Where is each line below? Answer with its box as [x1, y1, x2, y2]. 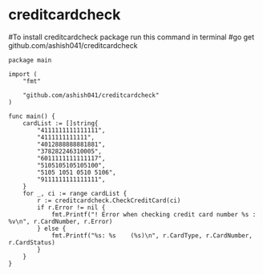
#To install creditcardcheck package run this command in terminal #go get [8, 32, 255, 42]
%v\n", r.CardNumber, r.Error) [8, 217, 113, 225]
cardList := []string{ [22, 119, 99, 127]
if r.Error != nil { [37, 203, 106, 212]
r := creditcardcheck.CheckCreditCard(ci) [37, 196, 181, 204]
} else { [37, 224, 67, 233]
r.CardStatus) [8, 238, 56, 246]
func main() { [8, 112, 56, 120]
